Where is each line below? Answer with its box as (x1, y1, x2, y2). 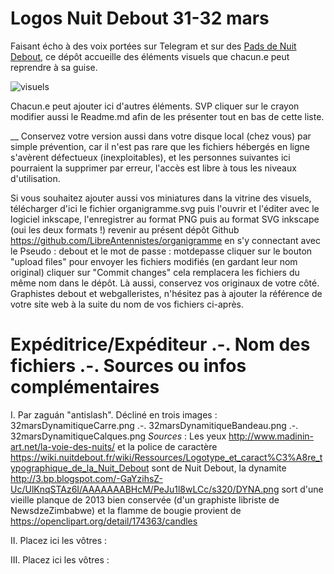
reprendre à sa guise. (10, 61, 98, 73)
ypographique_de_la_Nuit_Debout (10, 462, 150, 474)
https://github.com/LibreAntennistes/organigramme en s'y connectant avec (10, 234, 321, 246)
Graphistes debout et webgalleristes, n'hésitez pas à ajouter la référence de (10, 287, 323, 299)
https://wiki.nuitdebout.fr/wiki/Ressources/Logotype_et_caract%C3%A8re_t (10, 451, 323, 463)
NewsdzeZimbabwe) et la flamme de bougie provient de (10, 504, 242, 516)
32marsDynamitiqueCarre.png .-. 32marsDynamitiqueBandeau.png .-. (10, 419, 299, 431)
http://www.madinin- (228, 430, 315, 442)
